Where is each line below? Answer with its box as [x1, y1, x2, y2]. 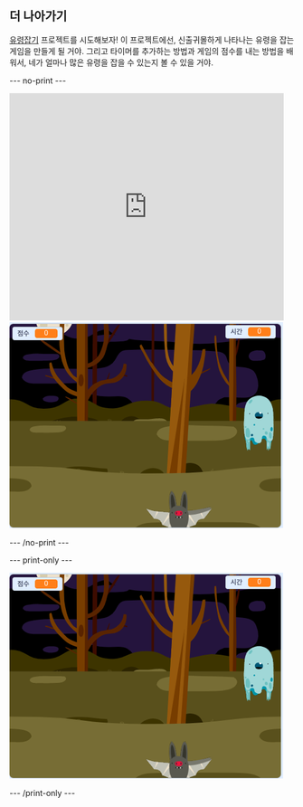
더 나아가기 [9, 8, 68, 24]
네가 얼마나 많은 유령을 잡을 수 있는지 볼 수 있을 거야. [28, 57, 214, 68]
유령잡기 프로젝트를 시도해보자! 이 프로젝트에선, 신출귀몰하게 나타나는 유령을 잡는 [9, 34, 295, 45]
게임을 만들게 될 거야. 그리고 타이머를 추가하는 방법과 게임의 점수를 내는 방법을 [9, 45, 285, 56]
